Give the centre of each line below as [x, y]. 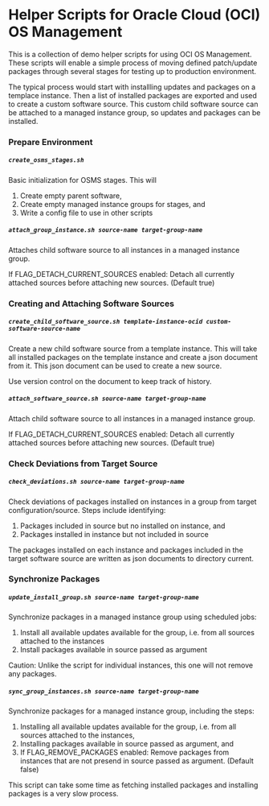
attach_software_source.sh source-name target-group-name [107, 399]
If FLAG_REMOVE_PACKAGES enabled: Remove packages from [124, 752]
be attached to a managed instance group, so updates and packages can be [134, 112]
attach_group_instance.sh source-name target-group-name [106, 230]
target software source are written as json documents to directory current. [131, 558]
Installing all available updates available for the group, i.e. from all [128, 727]
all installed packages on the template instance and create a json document [133, 357]
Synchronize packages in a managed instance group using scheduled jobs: [132, 617]
